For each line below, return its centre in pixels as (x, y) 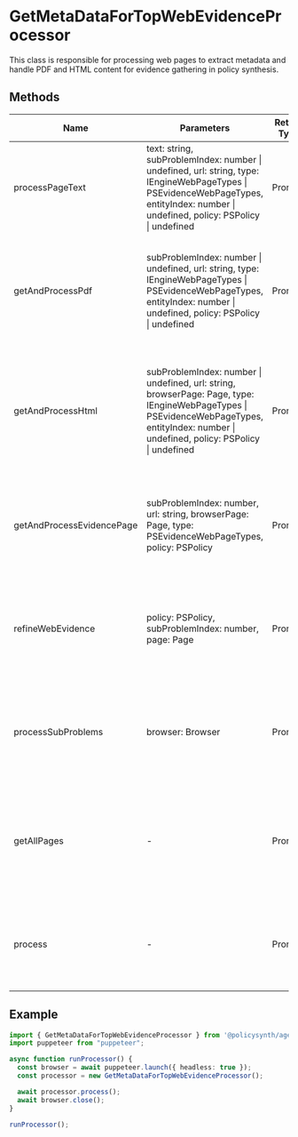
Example (34, 1015)
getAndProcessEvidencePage (76, 524)
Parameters (205, 128)
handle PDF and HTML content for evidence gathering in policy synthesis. (144, 69)
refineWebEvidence (55, 629)
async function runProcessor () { (71, 1060)
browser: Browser (183, 732)
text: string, (169, 148)
